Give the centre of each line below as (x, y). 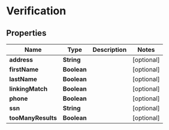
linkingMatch (28, 89)
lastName (23, 79)
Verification (36, 11)
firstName (24, 69)
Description (110, 50)
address (21, 60)
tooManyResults (33, 118)
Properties (26, 33)
